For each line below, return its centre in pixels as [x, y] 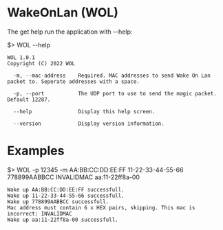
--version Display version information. [89, 124]
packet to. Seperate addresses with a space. [73, 81]
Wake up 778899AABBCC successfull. [58, 202]
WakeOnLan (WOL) [63, 13]
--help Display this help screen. [84, 111]
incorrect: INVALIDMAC [40, 214]
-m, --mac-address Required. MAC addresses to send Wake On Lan [112, 76]
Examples [36, 151]
